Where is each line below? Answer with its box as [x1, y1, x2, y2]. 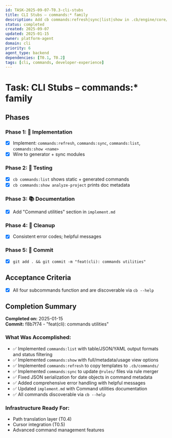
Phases [5, 113, 30, 122]
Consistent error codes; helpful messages [12, 233, 101, 239]
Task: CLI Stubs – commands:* [5, 82, 139, 94]
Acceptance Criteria [5, 273, 71, 282]
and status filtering [12, 351, 53, 357]
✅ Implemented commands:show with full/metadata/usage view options [12, 357, 159, 363]
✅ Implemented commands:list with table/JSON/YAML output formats [12, 345, 159, 352]
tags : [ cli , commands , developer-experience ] [5, 60, 104, 65]
